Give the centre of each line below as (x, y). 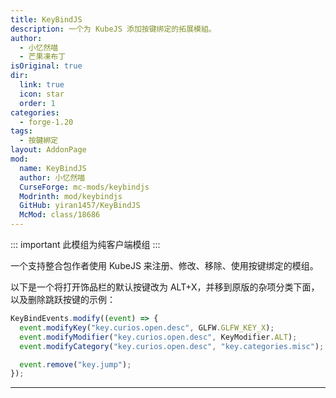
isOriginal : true (46, 66)
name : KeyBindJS (53, 168)
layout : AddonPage (48, 150)
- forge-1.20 (46, 122)
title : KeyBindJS (46, 19)
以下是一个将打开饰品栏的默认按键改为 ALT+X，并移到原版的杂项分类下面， (165, 287)
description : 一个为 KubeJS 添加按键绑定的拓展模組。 (113, 29)
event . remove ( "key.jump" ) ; (75, 364)
